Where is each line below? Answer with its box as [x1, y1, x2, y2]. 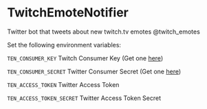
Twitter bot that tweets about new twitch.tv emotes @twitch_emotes [7, 27, 201, 36]
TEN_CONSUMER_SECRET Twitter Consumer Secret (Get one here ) [7, 67, 182, 75]
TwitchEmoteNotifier [7, 5, 129, 21]
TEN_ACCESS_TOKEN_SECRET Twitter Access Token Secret [7, 94, 162, 102]
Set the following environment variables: [7, 40, 122, 49]
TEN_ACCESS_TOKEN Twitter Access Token [7, 80, 120, 88]
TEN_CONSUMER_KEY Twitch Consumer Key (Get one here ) [7, 53, 164, 62]
